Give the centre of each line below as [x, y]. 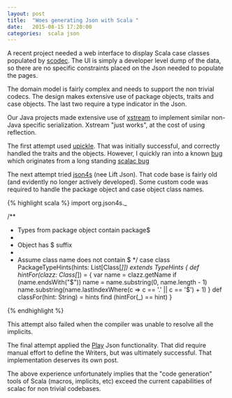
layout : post [26, 14]
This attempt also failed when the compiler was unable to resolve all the [110, 324]
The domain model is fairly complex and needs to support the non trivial [111, 89]
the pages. [23, 76]
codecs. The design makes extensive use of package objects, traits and [111, 97]
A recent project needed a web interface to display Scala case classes [108, 53]
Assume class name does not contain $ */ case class [94, 260]
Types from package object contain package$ [84, 230]
